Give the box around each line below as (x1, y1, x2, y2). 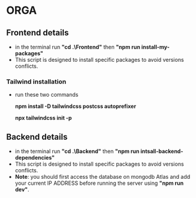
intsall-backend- (140, 148, 183, 155)
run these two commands (14, 91, 79, 98)
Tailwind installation (6, 77, 67, 86)
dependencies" (14, 154, 55, 161)
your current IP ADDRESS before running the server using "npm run (14, 179, 184, 187)
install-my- (141, 43, 170, 50)
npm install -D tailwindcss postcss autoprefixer (14, 103, 136, 110)
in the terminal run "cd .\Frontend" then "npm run (14, 43, 141, 50)
